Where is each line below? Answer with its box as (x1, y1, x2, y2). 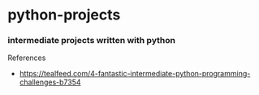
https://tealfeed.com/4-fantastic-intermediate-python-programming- (19, 69, 251, 79)
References (7, 53, 46, 63)
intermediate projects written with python (7, 35, 176, 46)
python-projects (7, 6, 121, 24)
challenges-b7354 (19, 77, 81, 87)
